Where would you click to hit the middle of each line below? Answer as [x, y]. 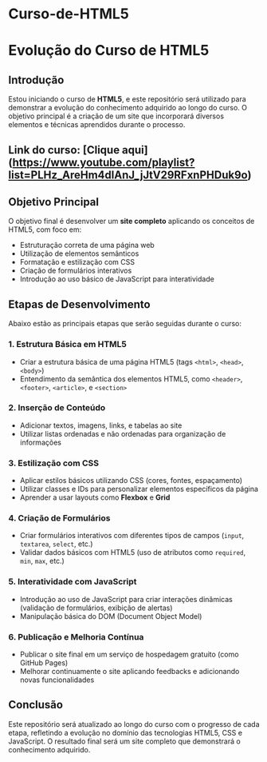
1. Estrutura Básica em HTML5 [68, 345]
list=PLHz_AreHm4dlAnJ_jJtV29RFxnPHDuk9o [128, 175]
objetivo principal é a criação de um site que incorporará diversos [116, 116]
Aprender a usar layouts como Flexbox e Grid [95, 497]
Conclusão [36, 705]
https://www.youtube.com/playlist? [104, 162]
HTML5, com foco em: [45, 229]
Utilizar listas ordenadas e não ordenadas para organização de [123, 433]
